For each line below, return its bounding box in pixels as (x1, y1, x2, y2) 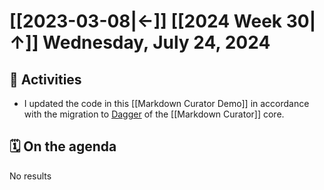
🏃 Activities (9, 71, 82, 88)
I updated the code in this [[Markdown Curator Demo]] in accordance (23, 98, 310, 109)
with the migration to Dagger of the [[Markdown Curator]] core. (23, 108, 285, 120)
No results (9, 170, 52, 182)
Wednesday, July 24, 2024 (42, 31, 271, 54)
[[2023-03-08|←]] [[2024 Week (9, 10, 283, 33)
